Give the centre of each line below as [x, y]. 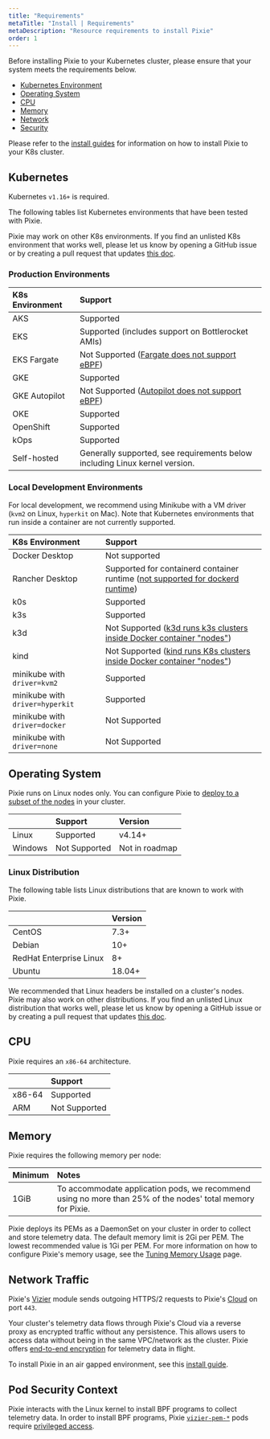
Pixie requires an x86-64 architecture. [70, 1061]
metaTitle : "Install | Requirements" [72, 23]
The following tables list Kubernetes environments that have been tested [128, 212]
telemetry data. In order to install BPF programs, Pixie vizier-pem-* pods [129, 1418]
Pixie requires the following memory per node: [85, 1155]
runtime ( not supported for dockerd [172, 578]
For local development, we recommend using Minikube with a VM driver [127, 505]
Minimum [31, 1175]
